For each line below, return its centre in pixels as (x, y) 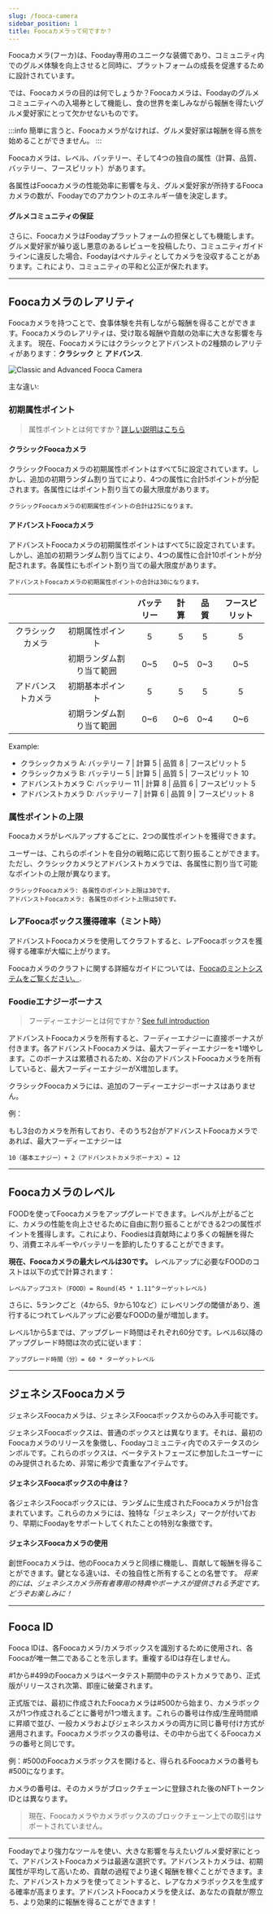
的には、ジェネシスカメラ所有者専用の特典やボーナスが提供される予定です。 (136, 1583)
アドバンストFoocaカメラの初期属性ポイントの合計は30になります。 (106, 582)
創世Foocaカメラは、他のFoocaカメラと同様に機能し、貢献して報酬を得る (132, 1563)
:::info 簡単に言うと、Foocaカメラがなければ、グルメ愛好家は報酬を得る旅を (136, 130)
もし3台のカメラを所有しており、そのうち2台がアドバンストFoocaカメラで (133, 1130)
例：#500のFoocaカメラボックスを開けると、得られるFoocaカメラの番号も (134, 1761)
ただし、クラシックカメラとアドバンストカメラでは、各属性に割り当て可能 (133, 863)
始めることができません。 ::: (55, 141)
